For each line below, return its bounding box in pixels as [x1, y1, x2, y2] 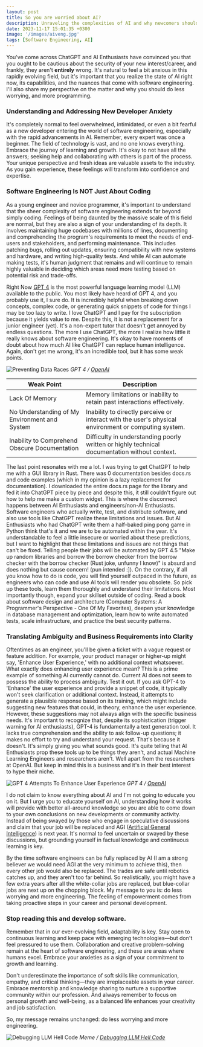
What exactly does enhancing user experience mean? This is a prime [6, 665, 178, 672]
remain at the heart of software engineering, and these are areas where [6, 947, 184, 955]
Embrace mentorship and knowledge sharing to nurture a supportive [6, 985, 177, 992]
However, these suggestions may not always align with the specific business [6, 710, 197, 717]
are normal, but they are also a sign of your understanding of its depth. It [6, 220, 187, 227]
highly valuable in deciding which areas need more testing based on [6, 265, 176, 272]
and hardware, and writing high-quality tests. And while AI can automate [6, 252, 186, 260]
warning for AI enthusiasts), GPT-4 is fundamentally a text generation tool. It [6, 723, 196, 730]
